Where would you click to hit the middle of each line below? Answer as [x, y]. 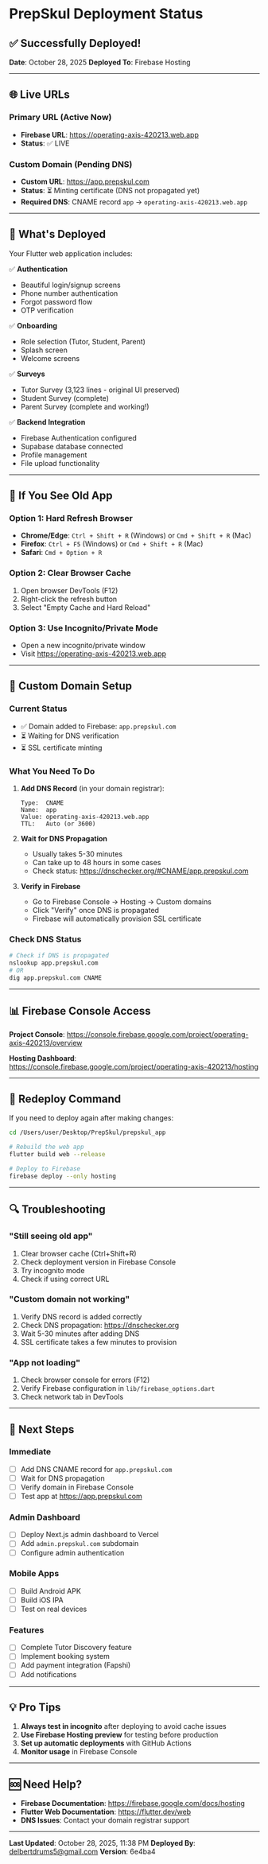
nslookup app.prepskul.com [54, 963]
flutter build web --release [57, 1155]
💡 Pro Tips [35, 1707]
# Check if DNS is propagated [59, 956]
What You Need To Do [52, 771]
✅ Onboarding [33, 325]
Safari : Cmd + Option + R [61, 553]
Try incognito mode [52, 1270]
